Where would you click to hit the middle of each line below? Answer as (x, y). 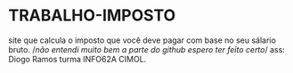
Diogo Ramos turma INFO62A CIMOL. (77, 59)
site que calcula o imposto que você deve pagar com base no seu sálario (142, 40)
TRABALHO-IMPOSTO (92, 16)
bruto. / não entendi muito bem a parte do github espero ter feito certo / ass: (147, 49)
